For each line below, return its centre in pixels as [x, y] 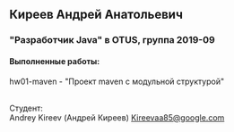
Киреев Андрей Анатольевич [96, 15]
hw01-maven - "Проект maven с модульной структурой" [117, 81]
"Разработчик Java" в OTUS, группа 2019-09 [112, 40]
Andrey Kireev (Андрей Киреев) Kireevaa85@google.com [117, 117]
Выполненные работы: [55, 61]
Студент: [26, 108]
